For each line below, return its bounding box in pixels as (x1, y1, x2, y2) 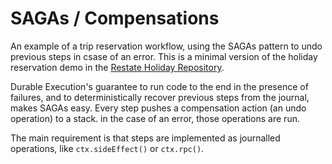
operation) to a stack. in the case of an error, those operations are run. (10, 112, 300, 124)
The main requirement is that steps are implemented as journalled (10, 132, 281, 144)
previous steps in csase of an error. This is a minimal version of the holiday (10, 50, 318, 62)
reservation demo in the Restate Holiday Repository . (10, 61, 225, 73)
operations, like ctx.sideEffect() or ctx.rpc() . (10, 142, 205, 154)
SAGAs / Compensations (10, 7, 220, 30)
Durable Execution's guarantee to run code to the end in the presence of (10, 80, 309, 92)
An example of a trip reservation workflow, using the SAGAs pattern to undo (10, 40, 323, 52)
